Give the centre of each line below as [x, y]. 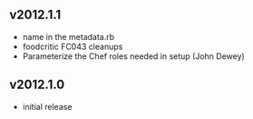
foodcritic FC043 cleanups [73, 46]
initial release [47, 106]
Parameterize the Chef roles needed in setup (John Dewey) [133, 56]
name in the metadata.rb [68, 36]
